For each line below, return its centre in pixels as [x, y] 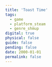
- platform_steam [28, 24]
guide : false [19, 43]
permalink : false [23, 57]
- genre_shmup [24, 29]
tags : [11, 15]
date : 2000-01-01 [23, 52]
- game [16, 19]
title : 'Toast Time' [27, 10]
